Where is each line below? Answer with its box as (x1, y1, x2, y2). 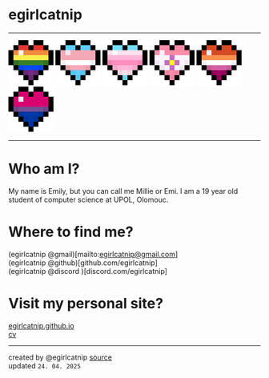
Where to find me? (8, 223, 134, 241)
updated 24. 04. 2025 (8, 360, 82, 370)
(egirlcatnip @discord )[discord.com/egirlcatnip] (8, 266, 168, 275)
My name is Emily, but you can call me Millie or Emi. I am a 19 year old (8, 186, 239, 195)
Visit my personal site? (8, 295, 164, 312)
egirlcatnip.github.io (8, 320, 74, 330)
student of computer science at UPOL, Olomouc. (8, 195, 169, 204)
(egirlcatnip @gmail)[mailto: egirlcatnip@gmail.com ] (8, 249, 179, 259)
